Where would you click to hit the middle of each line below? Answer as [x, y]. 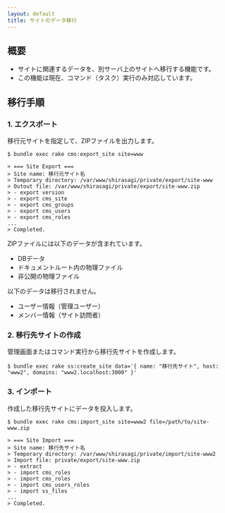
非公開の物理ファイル [48, 276]
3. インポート [30, 392]
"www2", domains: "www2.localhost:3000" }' [72, 373]
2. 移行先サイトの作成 [44, 334]
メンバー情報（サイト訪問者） [61, 315]
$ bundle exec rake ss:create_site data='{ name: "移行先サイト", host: [113, 367]
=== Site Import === [44, 440]
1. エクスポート [32, 124]
